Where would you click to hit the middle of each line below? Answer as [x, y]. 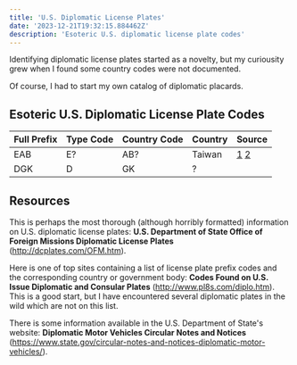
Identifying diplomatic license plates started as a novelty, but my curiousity [147, 60]
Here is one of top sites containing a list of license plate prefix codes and [143, 268]
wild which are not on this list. [64, 306]
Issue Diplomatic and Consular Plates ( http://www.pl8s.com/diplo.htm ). [142, 287]
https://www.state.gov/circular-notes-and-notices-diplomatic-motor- [139, 342]
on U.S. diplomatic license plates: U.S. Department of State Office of [136, 232]
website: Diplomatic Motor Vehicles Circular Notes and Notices [128, 332]
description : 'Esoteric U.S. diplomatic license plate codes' [127, 34]
